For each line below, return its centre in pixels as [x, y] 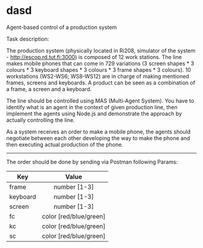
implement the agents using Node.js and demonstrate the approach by [94, 113]
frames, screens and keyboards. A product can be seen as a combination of [101, 83]
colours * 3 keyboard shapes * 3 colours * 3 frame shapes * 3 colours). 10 [99, 69]
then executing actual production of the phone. [65, 144]
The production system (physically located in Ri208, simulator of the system [101, 50]
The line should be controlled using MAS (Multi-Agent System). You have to [100, 101]
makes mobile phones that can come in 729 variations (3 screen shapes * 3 [100, 63]
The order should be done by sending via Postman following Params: [92, 162]
